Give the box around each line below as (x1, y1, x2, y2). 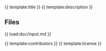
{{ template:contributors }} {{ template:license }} (4, 40, 102, 46)
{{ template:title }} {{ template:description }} (4, 4, 93, 10)
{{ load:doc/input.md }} (4, 31, 52, 37)
